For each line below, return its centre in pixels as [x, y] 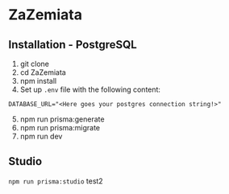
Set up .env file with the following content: [90, 89]
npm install [38, 81]
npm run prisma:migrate [60, 128]
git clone [35, 64]
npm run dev [41, 136]
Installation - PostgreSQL [73, 45]
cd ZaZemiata [43, 72]
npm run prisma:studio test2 [56, 181]
